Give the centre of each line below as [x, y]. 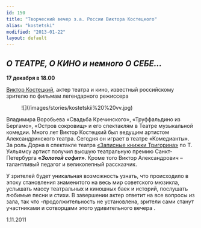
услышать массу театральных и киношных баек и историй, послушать [97, 188]
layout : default [26, 38]
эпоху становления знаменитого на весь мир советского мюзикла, [93, 182]
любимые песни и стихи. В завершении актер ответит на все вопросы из [100, 195]
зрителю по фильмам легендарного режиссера [67, 96]
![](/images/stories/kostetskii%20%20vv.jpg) [77, 107]
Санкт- [164, 151]
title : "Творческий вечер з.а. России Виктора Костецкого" [82, 19]
